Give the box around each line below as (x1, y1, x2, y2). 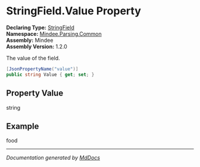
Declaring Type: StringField (6, 24, 74, 31)
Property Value (6, 88, 64, 98)
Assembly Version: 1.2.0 (6, 43, 67, 50)
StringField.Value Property (6, 4, 141, 18)
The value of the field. (6, 54, 61, 61)
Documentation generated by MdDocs (6, 154, 100, 162)
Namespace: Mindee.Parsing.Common (6, 30, 102, 37)
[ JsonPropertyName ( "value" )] (6, 66, 79, 72)
